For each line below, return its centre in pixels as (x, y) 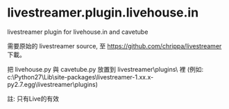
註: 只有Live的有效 (33, 99)
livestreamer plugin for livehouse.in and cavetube (78, 32)
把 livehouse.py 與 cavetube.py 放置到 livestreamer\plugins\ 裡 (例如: (105, 69)
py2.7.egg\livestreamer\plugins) (53, 84)
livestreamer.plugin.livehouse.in (103, 13)
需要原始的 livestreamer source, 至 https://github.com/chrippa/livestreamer (114, 46)
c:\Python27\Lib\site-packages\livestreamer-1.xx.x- (80, 77)
